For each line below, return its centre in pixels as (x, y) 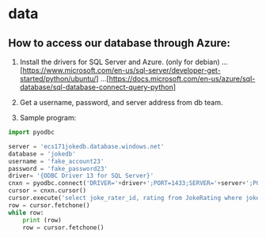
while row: (26, 213)
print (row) (42, 220)
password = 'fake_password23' (58, 168)
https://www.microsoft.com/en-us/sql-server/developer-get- (122, 70)
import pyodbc (32, 132)
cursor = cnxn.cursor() (47, 191)
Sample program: (48, 118)
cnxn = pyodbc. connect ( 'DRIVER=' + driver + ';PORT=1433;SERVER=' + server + (127, 183)
